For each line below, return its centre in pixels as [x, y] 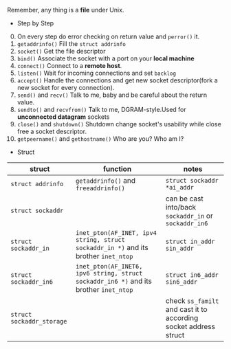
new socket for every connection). [66, 88]
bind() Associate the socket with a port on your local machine [106, 58]
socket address [190, 327]
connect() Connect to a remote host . [69, 66]
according [182, 318]
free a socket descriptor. [52, 131]
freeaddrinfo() [100, 188]
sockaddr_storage [39, 321]
